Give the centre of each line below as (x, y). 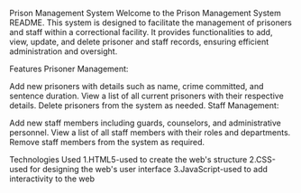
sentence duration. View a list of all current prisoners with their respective (146, 96)
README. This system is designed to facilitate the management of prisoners (151, 23)
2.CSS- (263, 160)
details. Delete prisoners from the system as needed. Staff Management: (144, 106)
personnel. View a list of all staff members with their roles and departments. (150, 133)
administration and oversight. (64, 51)
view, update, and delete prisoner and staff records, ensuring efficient (139, 41)
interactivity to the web (52, 179)
